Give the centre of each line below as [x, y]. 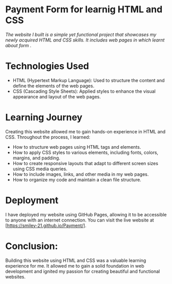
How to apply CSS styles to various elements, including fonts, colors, [85, 152]
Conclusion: [32, 246]
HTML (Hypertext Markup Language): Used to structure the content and [89, 80]
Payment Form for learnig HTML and [84, 9]
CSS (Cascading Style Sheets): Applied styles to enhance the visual [84, 91]
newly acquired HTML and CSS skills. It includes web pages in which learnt [85, 40]
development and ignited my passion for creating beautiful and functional [83, 271]
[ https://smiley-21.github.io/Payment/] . [46, 225]
